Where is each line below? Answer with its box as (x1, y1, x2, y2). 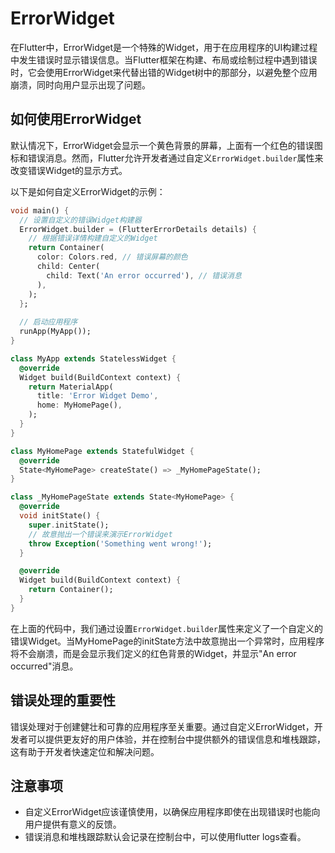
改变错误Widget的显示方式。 (10, 164, 128, 176)
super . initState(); (28, 520, 110, 530)
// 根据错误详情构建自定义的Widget (28, 233, 158, 244)
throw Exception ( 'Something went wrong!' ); (28, 538, 213, 549)
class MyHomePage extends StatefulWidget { (10, 446, 195, 456)
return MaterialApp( (28, 382, 114, 392)
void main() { (10, 205, 70, 216)
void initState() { (19, 511, 101, 521)
